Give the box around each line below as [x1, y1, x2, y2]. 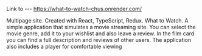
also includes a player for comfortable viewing [6, 43, 122, 50]
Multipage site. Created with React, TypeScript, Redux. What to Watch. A [6, 17, 189, 24]
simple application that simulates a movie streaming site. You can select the [6, 24, 196, 30]
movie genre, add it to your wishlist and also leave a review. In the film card [6, 30, 195, 37]
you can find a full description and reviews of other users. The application [6, 37, 192, 43]
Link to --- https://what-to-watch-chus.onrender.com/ [6, 5, 142, 12]
